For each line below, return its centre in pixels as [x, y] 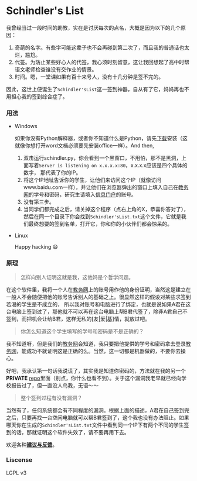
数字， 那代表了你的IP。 [52, 173]
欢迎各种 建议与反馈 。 [32, 444]
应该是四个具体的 [167, 166]
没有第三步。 [39, 202]
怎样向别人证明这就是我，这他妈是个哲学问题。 [77, 277]
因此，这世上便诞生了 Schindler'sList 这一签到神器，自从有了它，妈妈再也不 [98, 89]
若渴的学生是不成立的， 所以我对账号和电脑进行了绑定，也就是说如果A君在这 [98, 304]
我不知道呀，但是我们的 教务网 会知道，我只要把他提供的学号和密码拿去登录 [96, 343]
